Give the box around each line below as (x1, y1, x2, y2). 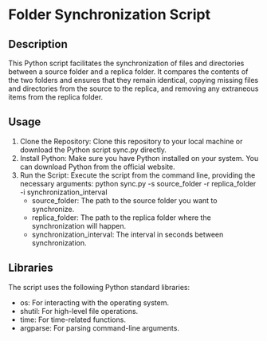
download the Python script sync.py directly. (19, 145, 167, 155)
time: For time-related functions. (19, 315, 126, 324)
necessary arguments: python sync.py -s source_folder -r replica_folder (19, 178, 257, 188)
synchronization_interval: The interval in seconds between (31, 229, 224, 239)
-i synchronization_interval (19, 187, 108, 197)
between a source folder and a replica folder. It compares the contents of (8, 67, 249, 76)
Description (8, 37, 68, 51)
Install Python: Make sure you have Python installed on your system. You (19, 153, 259, 163)
